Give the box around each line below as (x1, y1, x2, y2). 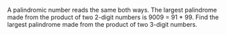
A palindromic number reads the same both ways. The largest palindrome (7, 6, 217, 14)
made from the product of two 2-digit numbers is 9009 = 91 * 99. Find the (7, 13, 219, 21)
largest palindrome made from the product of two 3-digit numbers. (7, 21, 198, 28)
